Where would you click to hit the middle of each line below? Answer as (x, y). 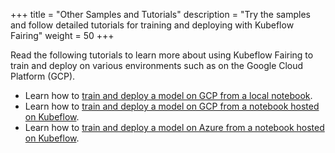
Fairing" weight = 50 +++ (62, 35)
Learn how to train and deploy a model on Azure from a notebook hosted (174, 127)
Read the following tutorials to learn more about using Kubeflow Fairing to (162, 55)
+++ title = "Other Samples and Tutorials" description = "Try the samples (160, 14)
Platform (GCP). (43, 76)
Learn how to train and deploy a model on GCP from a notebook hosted (172, 106)
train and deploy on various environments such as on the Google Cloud (157, 65)
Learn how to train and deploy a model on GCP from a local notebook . (168, 95)
